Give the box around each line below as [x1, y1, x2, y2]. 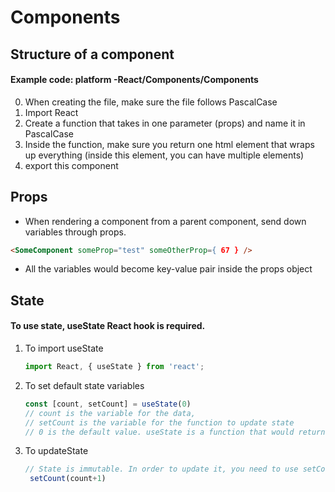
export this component [24, 159, 119, 171]
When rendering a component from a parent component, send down [24, 215, 307, 227]
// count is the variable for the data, [24, 408, 196, 418]
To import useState [24, 342, 104, 355]
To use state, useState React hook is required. [10, 320, 206, 332]
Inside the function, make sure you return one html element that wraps [24, 138, 315, 150]
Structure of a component [10, 46, 175, 63]
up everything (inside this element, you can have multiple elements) [24, 149, 305, 161]
